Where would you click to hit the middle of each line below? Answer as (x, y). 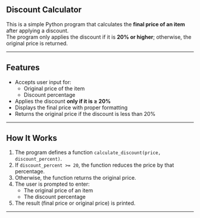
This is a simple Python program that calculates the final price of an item (96, 24)
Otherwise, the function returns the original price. (75, 178)
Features (23, 68)
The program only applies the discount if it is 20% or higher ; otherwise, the (99, 37)
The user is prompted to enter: (52, 184)
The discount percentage (55, 197)
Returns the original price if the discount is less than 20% (85, 113)
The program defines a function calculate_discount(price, (88, 152)
